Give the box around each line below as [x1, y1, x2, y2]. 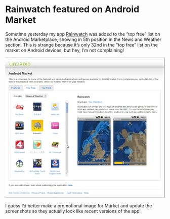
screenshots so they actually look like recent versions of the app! [5, 208, 141, 214]
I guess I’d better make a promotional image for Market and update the [5, 203, 152, 209]
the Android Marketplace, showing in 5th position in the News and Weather [5, 36, 162, 42]
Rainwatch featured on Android [5, 4, 140, 15]
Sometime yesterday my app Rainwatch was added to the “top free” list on [5, 31, 160, 37]
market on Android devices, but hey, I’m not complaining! [5, 47, 124, 53]
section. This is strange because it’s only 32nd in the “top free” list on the [5, 41, 158, 48]
